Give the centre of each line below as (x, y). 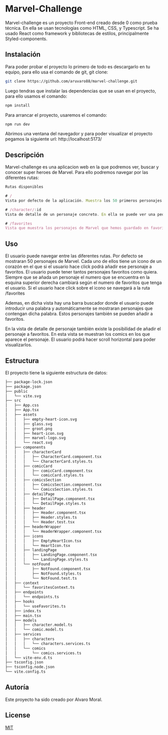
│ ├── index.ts (23, 611)
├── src (13, 401)
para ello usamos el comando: (36, 96)
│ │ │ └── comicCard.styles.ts (44, 476)
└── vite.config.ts (25, 672)
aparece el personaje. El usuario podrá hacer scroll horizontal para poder (80, 339)
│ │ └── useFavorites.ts (35, 606)
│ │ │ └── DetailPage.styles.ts (45, 503)
